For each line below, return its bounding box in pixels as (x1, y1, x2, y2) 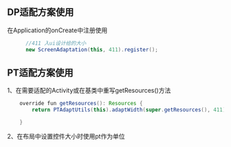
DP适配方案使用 (7, 6, 74, 19)
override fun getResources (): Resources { (19, 100, 143, 107)
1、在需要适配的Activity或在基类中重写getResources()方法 (7, 87, 171, 95)
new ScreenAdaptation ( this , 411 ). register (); (25, 46, 158, 53)
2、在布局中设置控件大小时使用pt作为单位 (7, 133, 125, 140)
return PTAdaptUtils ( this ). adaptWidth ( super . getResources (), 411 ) (32, 106, 226, 113)
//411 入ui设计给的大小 (25, 40, 87, 47)
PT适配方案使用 (7, 67, 74, 78)
